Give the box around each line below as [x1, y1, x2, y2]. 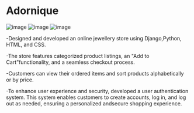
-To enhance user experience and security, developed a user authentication [6, 87, 189, 94]
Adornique [6, 4, 59, 18]
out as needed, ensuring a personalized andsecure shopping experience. [6, 100, 182, 107]
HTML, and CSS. [6, 41, 46, 48]
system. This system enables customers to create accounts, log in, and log [6, 94, 186, 101]
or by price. [6, 76, 34, 83]
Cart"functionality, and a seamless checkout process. [6, 59, 136, 66]
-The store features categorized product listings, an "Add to [6, 52, 150, 59]
